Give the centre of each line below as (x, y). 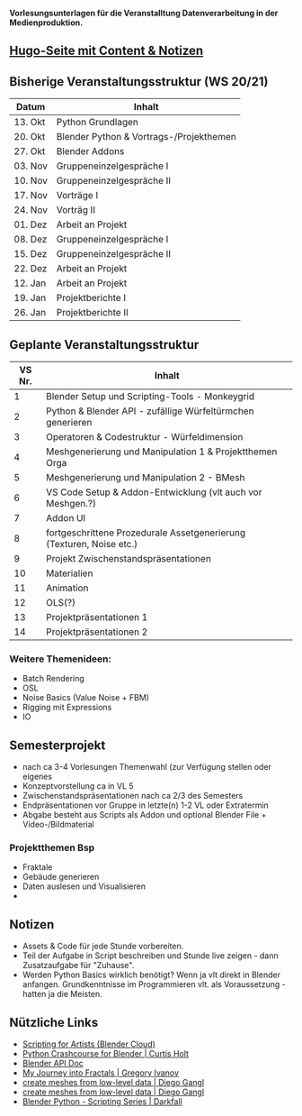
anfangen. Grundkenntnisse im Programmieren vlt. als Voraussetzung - (154, 984)
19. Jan (30, 298)
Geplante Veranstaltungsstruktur (104, 345)
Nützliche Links (54, 1022)
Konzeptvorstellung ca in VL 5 (78, 786)
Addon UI (66, 518)
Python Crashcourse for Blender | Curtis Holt (105, 1054)
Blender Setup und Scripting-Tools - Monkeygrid (150, 397)
